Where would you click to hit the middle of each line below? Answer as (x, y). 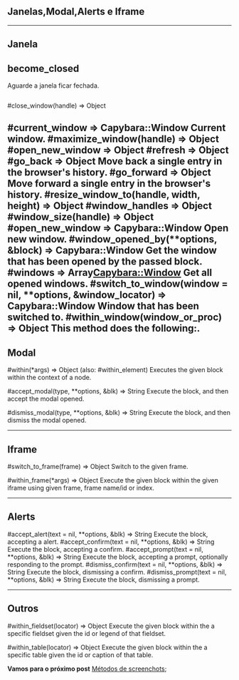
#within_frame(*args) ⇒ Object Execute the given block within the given (113, 480)
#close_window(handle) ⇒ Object (57, 105)
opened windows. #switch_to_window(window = (118, 284)
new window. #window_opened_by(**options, (112, 239)
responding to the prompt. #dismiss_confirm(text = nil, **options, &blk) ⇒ (115, 564)
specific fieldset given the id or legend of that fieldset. (86, 633)
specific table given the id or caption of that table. (80, 654)
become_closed (43, 68)
